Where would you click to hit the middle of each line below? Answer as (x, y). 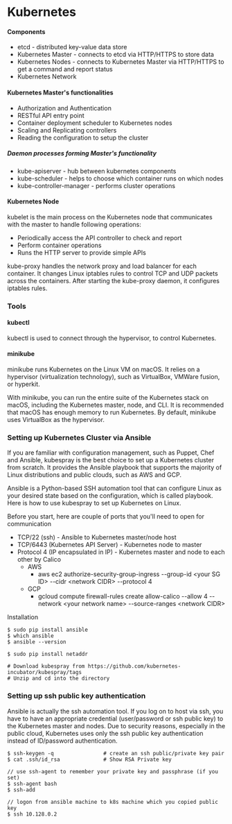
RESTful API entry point (51, 115)
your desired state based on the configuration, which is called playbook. (110, 496)
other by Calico (39, 560)
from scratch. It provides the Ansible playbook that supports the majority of (115, 468)
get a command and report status (65, 69)
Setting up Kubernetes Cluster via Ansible (79, 438)
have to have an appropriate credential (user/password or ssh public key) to (115, 718)
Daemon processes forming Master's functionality (82, 153)
